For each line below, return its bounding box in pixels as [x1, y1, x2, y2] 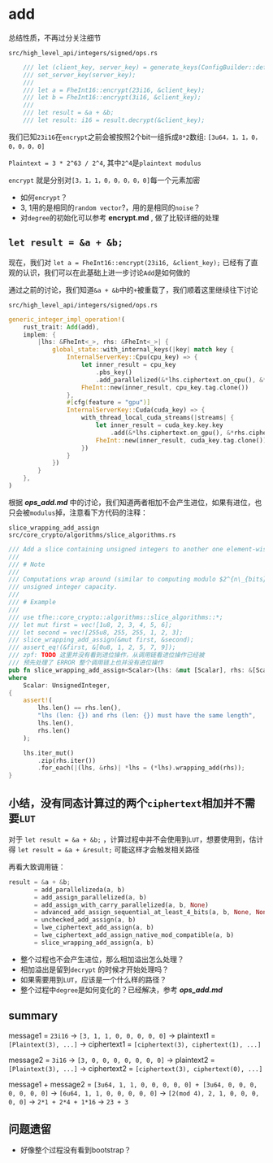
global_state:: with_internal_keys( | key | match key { [51, 346, 234, 354]
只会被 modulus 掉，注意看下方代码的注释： [8, 507, 149, 517]
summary [8, 1009, 58, 1023]
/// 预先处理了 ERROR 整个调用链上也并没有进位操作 [8, 659, 164, 667]
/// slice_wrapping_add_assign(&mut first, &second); [8, 636, 195, 644]
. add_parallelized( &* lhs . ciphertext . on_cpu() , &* [95, 376, 267, 384]
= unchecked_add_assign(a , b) [33, 916, 136, 924]
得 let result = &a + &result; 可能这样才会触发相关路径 [8, 844, 201, 854]
